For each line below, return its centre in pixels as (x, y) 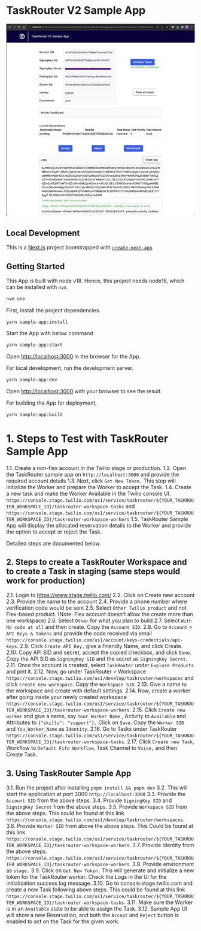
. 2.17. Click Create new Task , (159, 742)
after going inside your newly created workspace (67, 697)
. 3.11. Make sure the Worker (159, 902)
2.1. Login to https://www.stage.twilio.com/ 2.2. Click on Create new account (100, 595)
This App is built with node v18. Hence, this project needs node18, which (95, 281)
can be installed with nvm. (38, 287)
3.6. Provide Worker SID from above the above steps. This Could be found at (100, 826)
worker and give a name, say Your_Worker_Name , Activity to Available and (96, 716)
